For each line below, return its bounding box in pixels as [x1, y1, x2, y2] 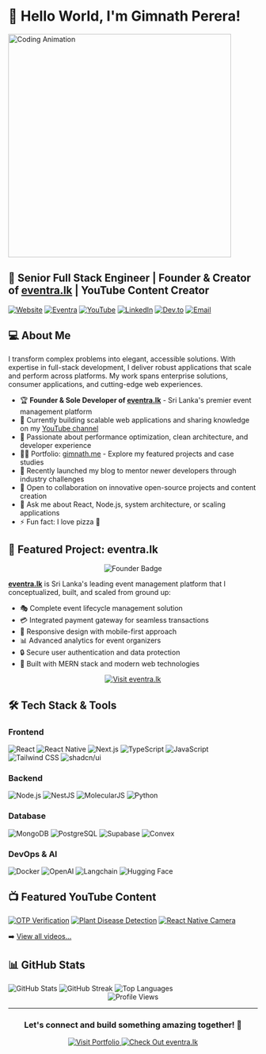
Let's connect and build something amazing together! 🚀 [24, 1019, 242, 1030]
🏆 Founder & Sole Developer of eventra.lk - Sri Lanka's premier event [19, 395, 252, 404]
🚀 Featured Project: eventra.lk [8, 542, 158, 556]
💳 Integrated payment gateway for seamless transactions [19, 616, 210, 625]
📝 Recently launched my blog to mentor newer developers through [19, 465, 237, 475]
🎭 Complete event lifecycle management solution [19, 604, 184, 613]
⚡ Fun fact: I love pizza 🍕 [19, 516, 101, 527]
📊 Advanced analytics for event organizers [19, 635, 161, 646]
